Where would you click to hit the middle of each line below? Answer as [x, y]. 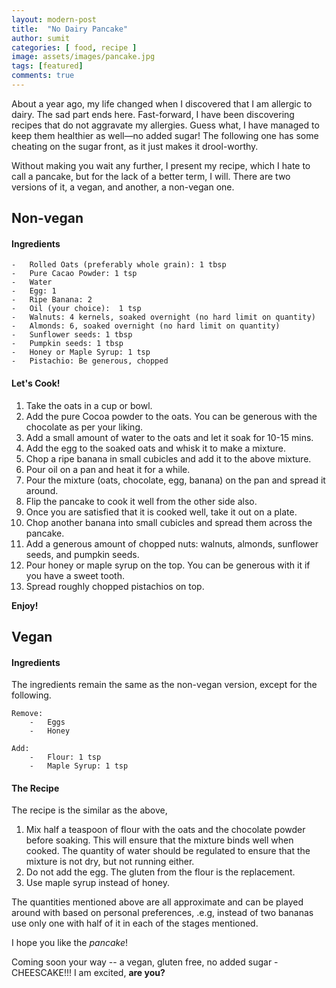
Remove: [27, 714]
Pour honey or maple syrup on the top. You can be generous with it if [168, 565]
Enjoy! [25, 605]
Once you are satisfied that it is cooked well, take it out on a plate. [161, 512]
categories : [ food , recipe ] [74, 47]
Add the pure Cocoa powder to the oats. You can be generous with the [171, 416]
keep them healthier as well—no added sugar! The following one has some [165, 135]
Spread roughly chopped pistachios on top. [115, 586]
